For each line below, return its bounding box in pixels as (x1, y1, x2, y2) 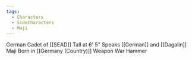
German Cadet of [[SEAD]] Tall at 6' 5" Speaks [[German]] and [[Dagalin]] (6, 41, 187, 48)
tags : (6, 8, 20, 15)
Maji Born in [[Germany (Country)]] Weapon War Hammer (6, 48, 147, 55)
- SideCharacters (11, 19, 55, 25)
